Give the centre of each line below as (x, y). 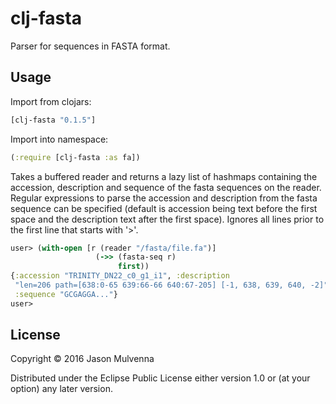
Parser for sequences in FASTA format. (90, 46)
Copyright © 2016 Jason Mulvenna (82, 359)
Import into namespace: (59, 139)
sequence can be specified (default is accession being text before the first (164, 208)
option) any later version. (61, 389)
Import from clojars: (51, 101)
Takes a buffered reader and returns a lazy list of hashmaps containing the (164, 176)
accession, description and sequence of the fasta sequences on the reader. (166, 187)
